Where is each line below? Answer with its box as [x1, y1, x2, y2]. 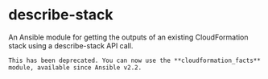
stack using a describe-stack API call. [8, 40, 134, 50]
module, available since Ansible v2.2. [8, 63, 142, 72]
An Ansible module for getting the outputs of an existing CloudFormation [8, 32, 249, 42]
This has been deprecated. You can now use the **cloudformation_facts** [8, 56, 262, 64]
